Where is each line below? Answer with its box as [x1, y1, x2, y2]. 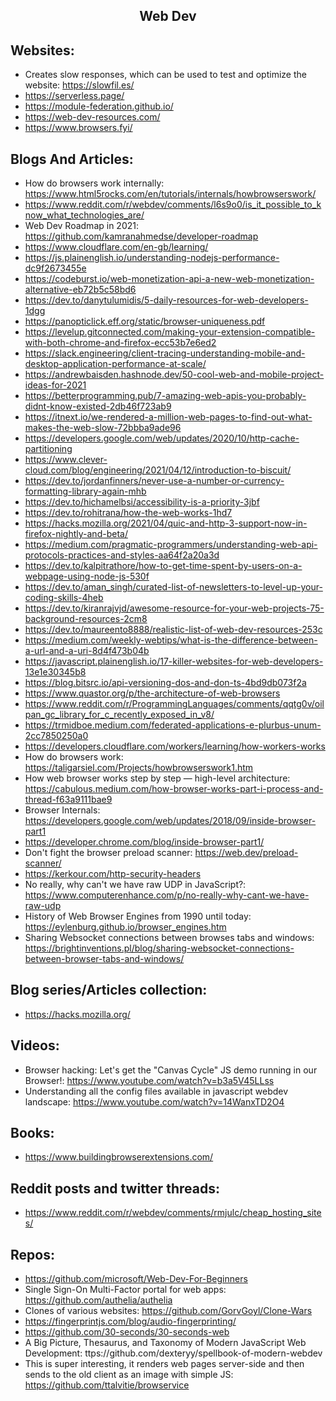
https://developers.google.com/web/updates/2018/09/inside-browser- [24, 815, 317, 827]
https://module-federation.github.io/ [24, 100, 174, 113]
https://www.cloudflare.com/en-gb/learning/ [24, 241, 209, 253]
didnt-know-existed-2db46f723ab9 [24, 400, 172, 413]
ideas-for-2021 [24, 379, 87, 391]
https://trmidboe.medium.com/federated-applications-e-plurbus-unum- [24, 719, 322, 731]
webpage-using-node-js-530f [24, 570, 150, 583]
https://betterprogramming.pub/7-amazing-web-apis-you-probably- [24, 390, 307, 402]
